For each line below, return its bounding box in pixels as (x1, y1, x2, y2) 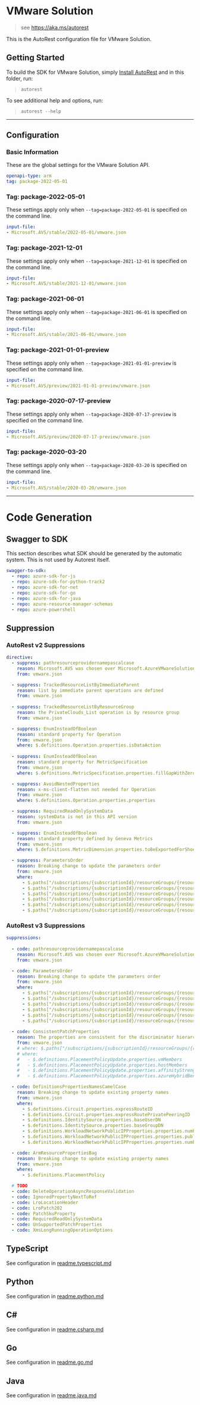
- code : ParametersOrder (11, 968, 73, 974)
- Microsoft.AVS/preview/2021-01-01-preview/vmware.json (6, 383, 151, 388)
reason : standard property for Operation (17, 731, 121, 737)
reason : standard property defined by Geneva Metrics (17, 835, 153, 841)
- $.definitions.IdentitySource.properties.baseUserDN (21, 1117, 161, 1123)
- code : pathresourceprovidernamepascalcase (11, 946, 124, 952)
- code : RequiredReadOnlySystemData (11, 1216, 102, 1222)
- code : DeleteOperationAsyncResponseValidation (11, 1189, 135, 1195)
